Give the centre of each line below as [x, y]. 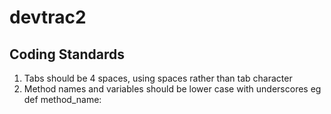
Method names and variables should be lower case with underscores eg [172, 89]
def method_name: [62, 99]
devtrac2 [48, 17]
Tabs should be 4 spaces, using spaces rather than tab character [158, 78]
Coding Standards [67, 54]
